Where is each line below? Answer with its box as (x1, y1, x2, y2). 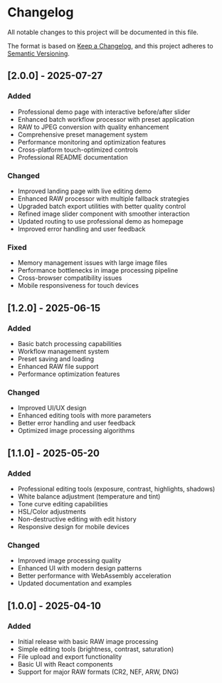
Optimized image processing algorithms (17, 427, 135, 435)
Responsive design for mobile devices (17, 522, 129, 531)
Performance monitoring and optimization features (17, 137, 166, 146)
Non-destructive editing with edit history (17, 514, 137, 523)
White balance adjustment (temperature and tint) (17, 492, 161, 501)
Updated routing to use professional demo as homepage (17, 217, 184, 225)
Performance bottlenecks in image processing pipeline (17, 266, 179, 275)
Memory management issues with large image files (17, 259, 168, 267)
